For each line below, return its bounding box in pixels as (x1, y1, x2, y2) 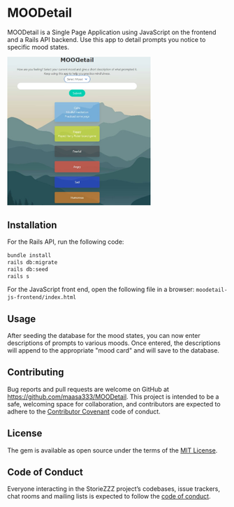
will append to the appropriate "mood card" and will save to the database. (7, 346, 220, 355)
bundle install (7, 252, 52, 259)
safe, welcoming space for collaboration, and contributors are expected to (7, 399, 221, 408)
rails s (7, 273, 30, 280)
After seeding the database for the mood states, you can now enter (7, 332, 200, 340)
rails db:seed (7, 266, 49, 273)
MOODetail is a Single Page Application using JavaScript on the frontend (7, 28, 217, 36)
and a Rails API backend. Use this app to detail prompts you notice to (7, 35, 206, 43)
